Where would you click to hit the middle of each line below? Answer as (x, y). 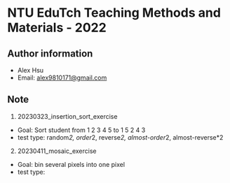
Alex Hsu (31, 70)
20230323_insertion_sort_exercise (67, 116)
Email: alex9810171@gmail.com (62, 78)
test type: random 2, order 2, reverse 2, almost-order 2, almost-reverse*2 (120, 137)
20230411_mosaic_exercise (57, 151)
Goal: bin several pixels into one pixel (71, 164)
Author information (50, 53)
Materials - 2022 (57, 28)
